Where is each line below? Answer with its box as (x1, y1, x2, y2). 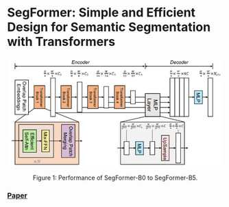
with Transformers (7, 34, 115, 49)
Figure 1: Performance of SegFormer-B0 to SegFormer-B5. (32, 173, 198, 182)
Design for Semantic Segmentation (7, 19, 211, 35)
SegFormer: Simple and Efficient (7, 5, 196, 21)
